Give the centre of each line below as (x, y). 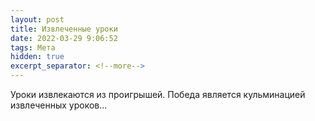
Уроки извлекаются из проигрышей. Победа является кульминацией (158, 94)
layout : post (37, 19)
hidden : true (37, 57)
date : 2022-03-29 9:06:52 (64, 38)
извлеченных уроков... (59, 105)
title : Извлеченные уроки (64, 29)
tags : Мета (33, 47)
